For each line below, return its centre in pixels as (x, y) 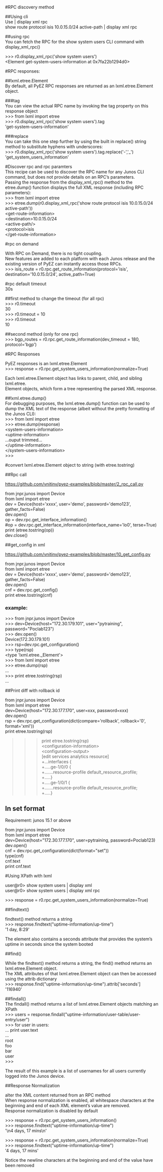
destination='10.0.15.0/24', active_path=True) (50, 274)
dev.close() (16, 535)
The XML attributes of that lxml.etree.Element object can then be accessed (81, 974)
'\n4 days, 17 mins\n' (26, 1131)
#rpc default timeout (26, 284)
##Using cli (17, 16)
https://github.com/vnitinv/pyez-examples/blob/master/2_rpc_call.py (74, 484)
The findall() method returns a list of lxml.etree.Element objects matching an (82, 1004)
